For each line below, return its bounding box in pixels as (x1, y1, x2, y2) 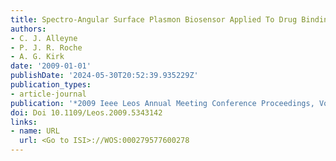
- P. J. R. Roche (10, 42, 83, 53)
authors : (10, 24, 47, 34)
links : (10, 117, 38, 127)
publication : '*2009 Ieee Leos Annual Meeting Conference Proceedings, (10, 98, 315, 108)
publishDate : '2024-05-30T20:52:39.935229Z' (10, 71, 199, 81)
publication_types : (10, 80, 92, 90)
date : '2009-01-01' (10, 61, 92, 71)
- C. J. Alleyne (10, 33, 78, 43)
